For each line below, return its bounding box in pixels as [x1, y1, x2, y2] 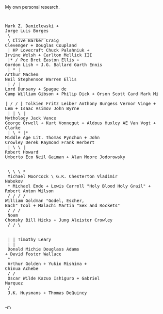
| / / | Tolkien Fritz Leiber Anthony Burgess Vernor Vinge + [5, 101, 156, 106]
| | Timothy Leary [7, 237, 51, 242]
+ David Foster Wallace [5, 251, 62, 257]
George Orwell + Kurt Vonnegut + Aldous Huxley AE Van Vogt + [5, 120, 156, 126]
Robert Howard [5, 149, 39, 155]
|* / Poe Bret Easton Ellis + [7, 57, 80, 63]
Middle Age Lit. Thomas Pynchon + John [5, 135, 100, 140]
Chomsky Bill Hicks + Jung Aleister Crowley [5, 217, 113, 223]
